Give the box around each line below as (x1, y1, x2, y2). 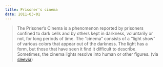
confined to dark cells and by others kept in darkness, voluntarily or (17, 30, 153, 36)
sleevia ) (17, 56, 33, 62)
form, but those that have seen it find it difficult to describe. (17, 46, 137, 52)
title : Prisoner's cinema (5, 7, 58, 12)
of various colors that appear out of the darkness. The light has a (17, 41, 148, 46)
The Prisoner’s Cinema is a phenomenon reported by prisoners (17, 25, 144, 31)
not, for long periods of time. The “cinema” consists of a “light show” (17, 35, 156, 42)
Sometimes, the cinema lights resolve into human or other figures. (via (17, 51, 159, 57)
